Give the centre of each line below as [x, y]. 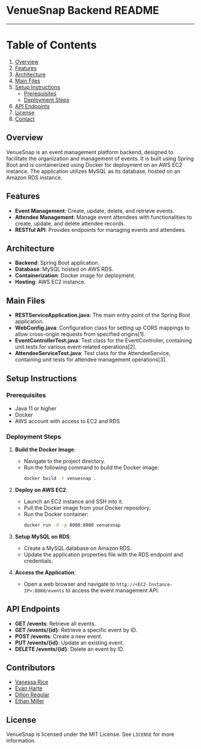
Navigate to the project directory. [65, 461]
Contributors [31, 668]
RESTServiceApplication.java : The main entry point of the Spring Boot [102, 315]
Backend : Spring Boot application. [57, 263]
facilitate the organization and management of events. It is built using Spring [100, 158]
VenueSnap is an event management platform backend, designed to [90, 152]
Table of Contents [51, 45]
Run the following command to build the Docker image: [92, 467]
